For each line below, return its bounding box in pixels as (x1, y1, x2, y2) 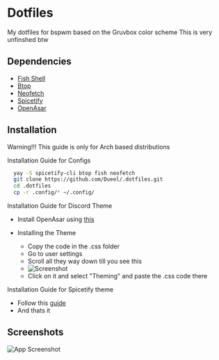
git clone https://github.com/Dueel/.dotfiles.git (13, 176, 163, 183)
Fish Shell (17, 74, 46, 82)
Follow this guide (17, 299, 66, 308)
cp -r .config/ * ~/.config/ (13, 189, 95, 196)
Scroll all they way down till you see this (27, 257, 143, 266)
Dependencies (7, 56, 72, 68)
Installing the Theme (17, 229, 76, 237)
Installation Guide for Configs (7, 156, 91, 165)
